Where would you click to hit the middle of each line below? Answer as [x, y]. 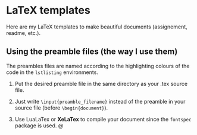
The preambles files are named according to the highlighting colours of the [98, 66]
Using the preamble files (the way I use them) [92, 52]
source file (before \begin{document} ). [61, 108]
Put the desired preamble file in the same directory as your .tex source [101, 83]
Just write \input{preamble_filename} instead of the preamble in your [100, 101]
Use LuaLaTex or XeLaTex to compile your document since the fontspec [103, 119]
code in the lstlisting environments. [52, 72]
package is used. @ [39, 126]
